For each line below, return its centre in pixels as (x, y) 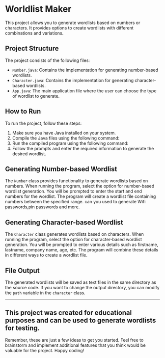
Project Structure (32, 48)
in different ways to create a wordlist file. (46, 255)
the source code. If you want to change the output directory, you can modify (82, 288)
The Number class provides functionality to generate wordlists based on (77, 181)
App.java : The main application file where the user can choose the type (84, 91)
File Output (23, 270)
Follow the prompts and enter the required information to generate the (83, 148)
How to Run (23, 111)
